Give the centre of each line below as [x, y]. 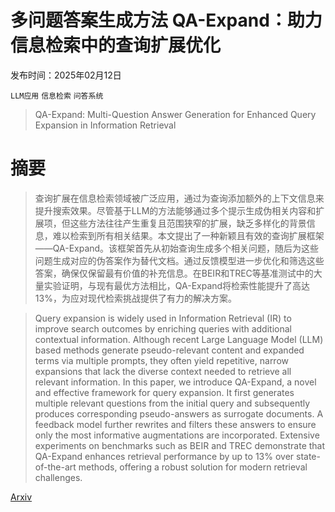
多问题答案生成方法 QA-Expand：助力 [166, 20]
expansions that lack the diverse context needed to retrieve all [163, 371]
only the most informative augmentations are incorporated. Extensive [177, 435]
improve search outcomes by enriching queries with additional [163, 328]
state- [308, 456]
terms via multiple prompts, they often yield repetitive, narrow [162, 360]
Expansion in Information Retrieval [105, 125]
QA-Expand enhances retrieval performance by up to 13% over [164, 456]
